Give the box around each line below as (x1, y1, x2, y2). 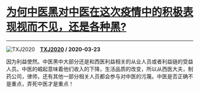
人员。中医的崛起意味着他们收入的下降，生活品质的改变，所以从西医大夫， (6, 65, 188, 72)
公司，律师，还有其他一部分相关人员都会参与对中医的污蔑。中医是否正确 (11, 72, 188, 80)
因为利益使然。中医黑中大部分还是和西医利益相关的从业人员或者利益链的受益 (6, 57, 193, 65)
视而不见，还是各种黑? (17, 20, 126, 34)
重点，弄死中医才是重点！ (11, 80, 74, 87)
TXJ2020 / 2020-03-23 (40, 46, 101, 53)
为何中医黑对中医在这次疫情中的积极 (6, 5, 183, 19)
